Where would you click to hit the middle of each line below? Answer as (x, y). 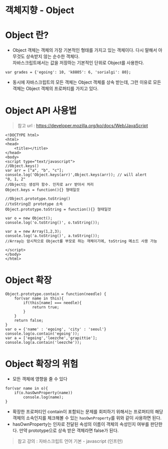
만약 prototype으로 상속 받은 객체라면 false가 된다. (69, 430)
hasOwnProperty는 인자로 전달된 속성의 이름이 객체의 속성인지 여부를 (81, 424)
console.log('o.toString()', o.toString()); (52, 223)
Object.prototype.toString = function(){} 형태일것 (58, 209)
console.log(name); (44, 397)
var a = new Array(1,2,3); (33, 232)
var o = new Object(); (29, 218)
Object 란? (27, 35)
